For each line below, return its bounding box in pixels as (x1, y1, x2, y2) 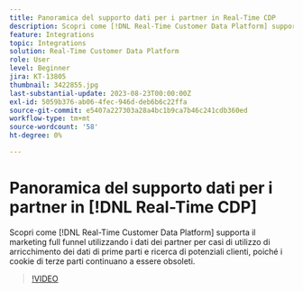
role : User (9, 55, 50, 64)
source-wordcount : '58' (9, 123, 99, 132)
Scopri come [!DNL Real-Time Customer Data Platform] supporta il (9, 227, 256, 238)
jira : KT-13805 (9, 72, 67, 81)
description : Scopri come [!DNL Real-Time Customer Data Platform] (9, 22, 269, 31)
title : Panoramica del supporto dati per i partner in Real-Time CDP (9, 13, 277, 23)
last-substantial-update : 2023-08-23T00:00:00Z (9, 89, 192, 98)
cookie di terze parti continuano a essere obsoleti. (9, 255, 196, 267)
